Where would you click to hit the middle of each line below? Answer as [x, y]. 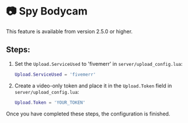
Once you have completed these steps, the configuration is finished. [88, 114]
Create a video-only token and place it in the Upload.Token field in [93, 86]
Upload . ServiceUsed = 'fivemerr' [55, 74]
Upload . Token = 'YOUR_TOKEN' [50, 103]
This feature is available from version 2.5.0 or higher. [69, 31]
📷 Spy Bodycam [47, 11]
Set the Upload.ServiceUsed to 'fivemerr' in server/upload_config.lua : [98, 64]
